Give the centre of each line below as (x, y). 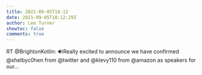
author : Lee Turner (31, 23)
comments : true (25, 34)
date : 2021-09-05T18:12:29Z (41, 17)
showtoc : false (25, 28)
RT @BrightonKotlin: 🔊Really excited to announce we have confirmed (93, 52)
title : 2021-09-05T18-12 (37, 12)
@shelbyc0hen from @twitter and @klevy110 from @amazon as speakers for (101, 60)
